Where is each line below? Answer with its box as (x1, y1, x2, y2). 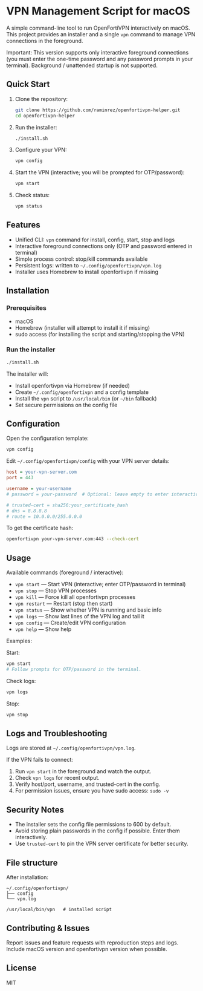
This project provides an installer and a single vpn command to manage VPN (6, 30, 196, 38)
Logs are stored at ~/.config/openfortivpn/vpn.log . (6, 744, 136, 751)
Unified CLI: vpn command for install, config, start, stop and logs (14, 236, 175, 243)
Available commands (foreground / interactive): (6, 569, 124, 576)
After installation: (6, 874, 49, 881)
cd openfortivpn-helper (14, 113, 76, 119)
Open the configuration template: (6, 434, 89, 442)
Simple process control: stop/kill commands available (14, 255, 148, 263)
